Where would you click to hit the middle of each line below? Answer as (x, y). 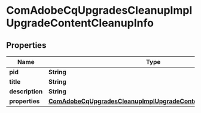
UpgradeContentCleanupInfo (80, 23)
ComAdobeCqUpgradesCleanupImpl (99, 10)
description (26, 91)
